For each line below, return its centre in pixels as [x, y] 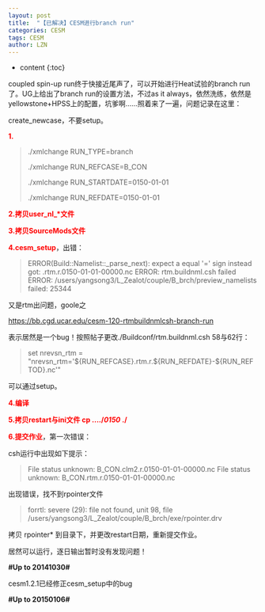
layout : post [30, 15]
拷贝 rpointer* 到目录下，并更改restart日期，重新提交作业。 [105, 534]
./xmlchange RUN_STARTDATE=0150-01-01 [98, 182]
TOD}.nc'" [44, 370]
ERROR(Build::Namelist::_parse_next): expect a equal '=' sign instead [140, 264]
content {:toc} [42, 67]
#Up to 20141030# [39, 568]
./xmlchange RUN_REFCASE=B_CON [87, 167]
